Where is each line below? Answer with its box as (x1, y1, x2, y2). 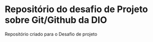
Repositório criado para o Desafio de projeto (5, 31, 97, 37)
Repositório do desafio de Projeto (5, 4, 148, 15)
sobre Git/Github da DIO (5, 14, 107, 26)
